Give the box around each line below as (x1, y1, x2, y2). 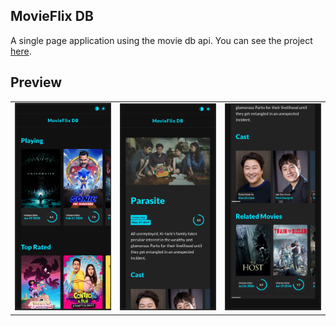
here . (10, 45, 32, 57)
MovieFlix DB (10, 8, 94, 25)
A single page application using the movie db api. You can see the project (10, 34, 313, 46)
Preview (10, 74, 63, 91)
